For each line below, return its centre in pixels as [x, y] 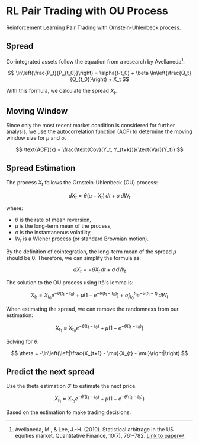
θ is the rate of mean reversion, [53, 220]
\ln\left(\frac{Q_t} [171, 73]
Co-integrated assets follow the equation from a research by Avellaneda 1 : [96, 61]
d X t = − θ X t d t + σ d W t [99, 270]
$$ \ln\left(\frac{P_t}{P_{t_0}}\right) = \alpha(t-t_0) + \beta [78, 73]
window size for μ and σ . [36, 138]
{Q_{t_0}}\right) [89, 79]
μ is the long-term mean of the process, [63, 226]
